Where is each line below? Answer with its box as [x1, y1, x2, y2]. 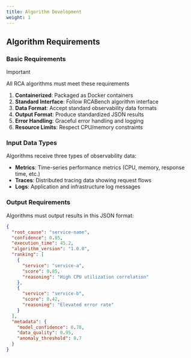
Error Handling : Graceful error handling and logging [14, 117, 144, 125]
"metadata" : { [11, 318, 47, 325]
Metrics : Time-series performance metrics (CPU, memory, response [14, 164, 185, 171]
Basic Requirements [6, 55, 66, 63]
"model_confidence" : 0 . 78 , [17, 324, 85, 330]
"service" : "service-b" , [22, 291, 85, 297]
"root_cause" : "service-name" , [11, 229, 90, 235]
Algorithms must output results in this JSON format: [6, 212, 134, 219]
